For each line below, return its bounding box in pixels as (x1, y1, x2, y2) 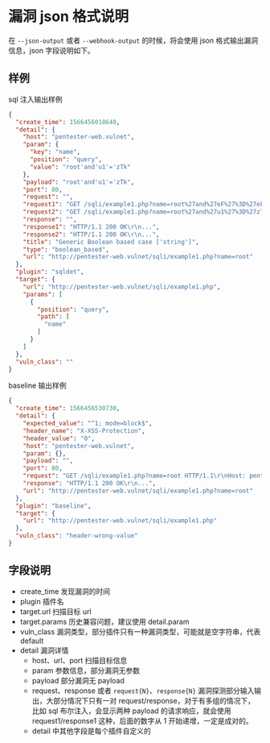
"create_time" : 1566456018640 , (15, 118, 121, 126)
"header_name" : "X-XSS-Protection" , (22, 426, 146, 435)
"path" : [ (37, 313, 70, 321)
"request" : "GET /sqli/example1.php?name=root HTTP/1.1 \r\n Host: (22, 472, 247, 480)
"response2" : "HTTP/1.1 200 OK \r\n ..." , (22, 230, 160, 239)
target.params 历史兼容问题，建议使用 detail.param (19, 616, 190, 626)
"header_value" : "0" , (22, 434, 95, 442)
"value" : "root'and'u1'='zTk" (29, 163, 131, 171)
